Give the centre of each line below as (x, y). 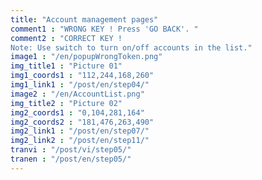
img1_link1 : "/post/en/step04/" (80, 85)
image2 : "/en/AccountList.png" (77, 94)
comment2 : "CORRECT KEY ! (66, 38)
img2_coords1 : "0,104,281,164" (77, 112)
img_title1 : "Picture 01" (66, 66)
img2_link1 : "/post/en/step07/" (80, 131)
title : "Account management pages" (84, 19)
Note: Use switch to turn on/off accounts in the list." (131, 47)
